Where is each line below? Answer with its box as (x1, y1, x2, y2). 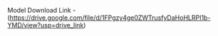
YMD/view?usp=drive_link (7, 21, 84, 29)
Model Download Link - (7, 6, 76, 14)
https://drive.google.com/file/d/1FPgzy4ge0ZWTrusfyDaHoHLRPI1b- (9, 13, 211, 22)
